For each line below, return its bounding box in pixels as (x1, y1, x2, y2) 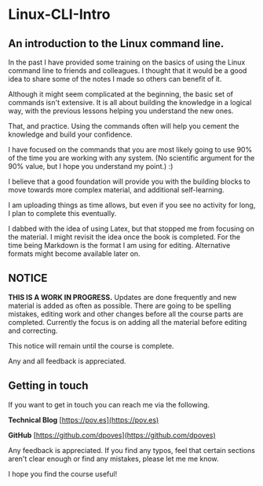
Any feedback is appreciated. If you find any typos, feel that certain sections (8, 445, 255, 455)
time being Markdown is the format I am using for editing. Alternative (8, 241, 231, 250)
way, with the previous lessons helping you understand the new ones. (8, 106, 234, 115)
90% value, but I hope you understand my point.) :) (8, 162, 174, 170)
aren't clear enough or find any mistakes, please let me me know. (8, 454, 219, 463)
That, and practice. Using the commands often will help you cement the (8, 122, 239, 130)
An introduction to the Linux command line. (8, 37, 225, 50)
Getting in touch (8, 379, 89, 393)
